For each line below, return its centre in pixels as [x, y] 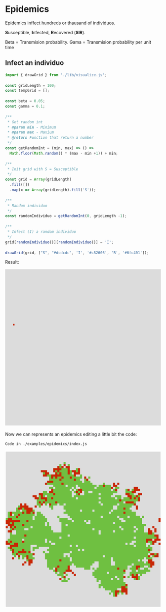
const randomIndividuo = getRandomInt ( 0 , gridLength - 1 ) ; [66, 216]
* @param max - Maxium [31, 132]
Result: [12, 262]
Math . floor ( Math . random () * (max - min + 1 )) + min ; [64, 153]
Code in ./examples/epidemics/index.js [46, 444]
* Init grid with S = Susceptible [43, 169]
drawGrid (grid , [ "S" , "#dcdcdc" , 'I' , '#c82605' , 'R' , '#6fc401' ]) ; [77, 253]
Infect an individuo [35, 63]
